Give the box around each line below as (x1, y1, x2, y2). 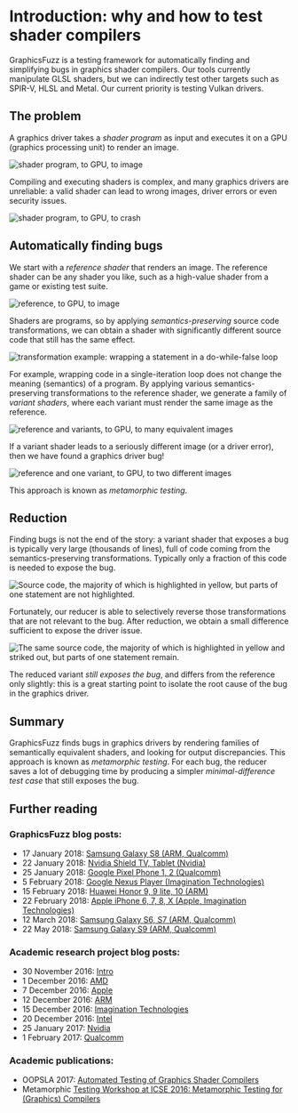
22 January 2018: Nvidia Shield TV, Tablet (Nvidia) (21, 857, 207, 868)
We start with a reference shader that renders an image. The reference (9, 262, 268, 272)
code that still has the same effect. (9, 334, 136, 344)
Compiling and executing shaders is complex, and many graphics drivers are (9, 176, 289, 187)
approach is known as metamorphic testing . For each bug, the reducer (9, 756, 268, 767)
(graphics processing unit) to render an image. (9, 141, 179, 152)
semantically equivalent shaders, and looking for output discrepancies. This (9, 747, 286, 758)
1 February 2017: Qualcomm (21, 1032, 124, 1043)
